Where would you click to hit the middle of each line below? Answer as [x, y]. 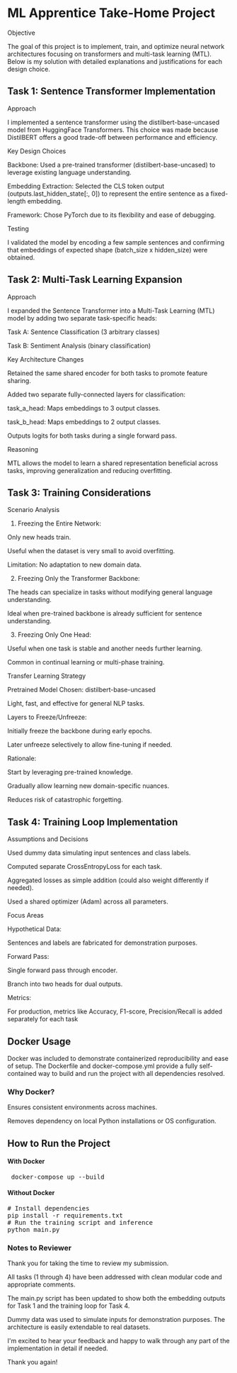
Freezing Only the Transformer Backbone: [79, 579]
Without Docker [31, 1193]
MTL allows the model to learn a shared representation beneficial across [113, 463]
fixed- [219, 194]
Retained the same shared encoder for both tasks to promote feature [108, 373]
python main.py [34, 1230]
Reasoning [23, 449]
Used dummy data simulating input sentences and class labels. [99, 853]
